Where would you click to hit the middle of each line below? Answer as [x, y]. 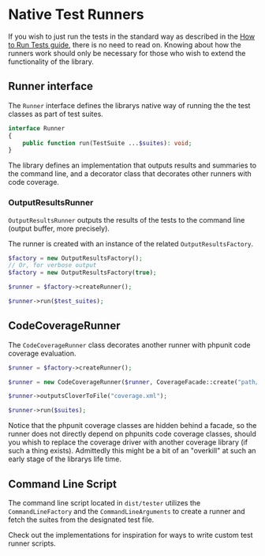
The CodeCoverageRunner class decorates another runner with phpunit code [129, 344]
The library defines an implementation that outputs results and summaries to [132, 165]
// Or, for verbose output [52, 265]
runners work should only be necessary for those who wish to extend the [127, 53]
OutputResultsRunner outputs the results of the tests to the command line [127, 220]
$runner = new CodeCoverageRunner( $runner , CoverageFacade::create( [123, 382]
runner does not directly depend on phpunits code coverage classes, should [132, 434]
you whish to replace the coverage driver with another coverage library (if [128, 442]
